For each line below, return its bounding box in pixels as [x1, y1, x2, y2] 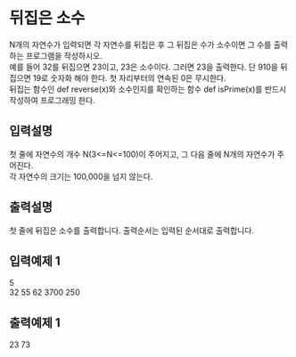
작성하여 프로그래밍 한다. [9, 94, 95, 105]
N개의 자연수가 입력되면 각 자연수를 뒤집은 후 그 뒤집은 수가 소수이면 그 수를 [9, 39, 272, 50]
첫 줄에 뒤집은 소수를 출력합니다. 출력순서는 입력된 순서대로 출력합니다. [9, 224, 254, 236]
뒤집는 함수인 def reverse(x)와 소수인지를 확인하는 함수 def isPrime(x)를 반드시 [9, 84, 287, 94]
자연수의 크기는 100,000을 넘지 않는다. [18, 171, 153, 182]
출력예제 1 [9, 315, 61, 330]
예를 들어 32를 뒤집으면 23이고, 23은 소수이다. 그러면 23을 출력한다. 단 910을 [9, 61, 279, 72]
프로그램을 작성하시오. [25, 50, 103, 61]
